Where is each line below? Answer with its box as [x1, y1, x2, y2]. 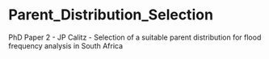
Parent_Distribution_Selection [8, 6, 214, 24]
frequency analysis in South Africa [8, 40, 124, 50]
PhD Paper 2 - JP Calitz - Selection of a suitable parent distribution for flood [8, 32, 262, 42]
